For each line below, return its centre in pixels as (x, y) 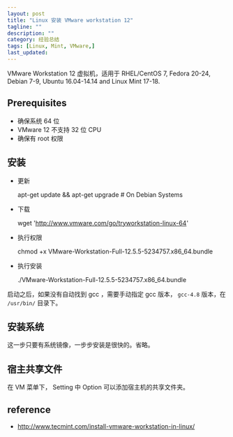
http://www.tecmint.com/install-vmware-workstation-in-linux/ (106, 426)
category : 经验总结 (33, 40)
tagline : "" (24, 27)
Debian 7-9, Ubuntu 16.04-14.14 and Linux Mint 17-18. (84, 81)
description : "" (31, 33)
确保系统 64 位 (38, 121)
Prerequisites (37, 103)
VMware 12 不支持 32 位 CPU (59, 129)
